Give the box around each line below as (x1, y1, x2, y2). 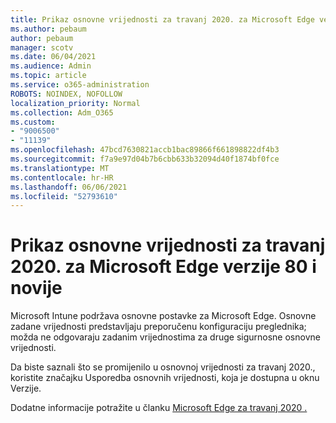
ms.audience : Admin (10, 61, 92, 71)
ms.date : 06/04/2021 (10, 52, 97, 62)
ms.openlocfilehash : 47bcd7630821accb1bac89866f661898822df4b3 (10, 145, 280, 155)
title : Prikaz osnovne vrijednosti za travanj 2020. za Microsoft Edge (10, 14, 315, 25)
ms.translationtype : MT (10, 163, 110, 173)
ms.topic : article (10, 71, 87, 81)
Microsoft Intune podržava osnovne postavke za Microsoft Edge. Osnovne (10, 310, 317, 322)
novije (10, 277, 63, 300)
